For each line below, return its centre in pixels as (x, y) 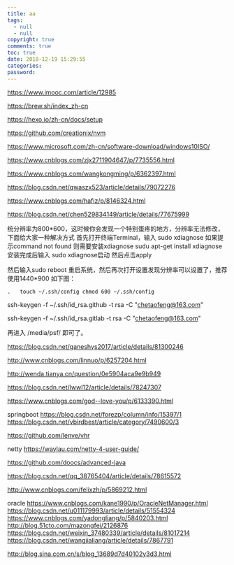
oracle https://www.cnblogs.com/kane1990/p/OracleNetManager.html (108, 503)
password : (22, 72)
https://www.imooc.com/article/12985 (62, 92)
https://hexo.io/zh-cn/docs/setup (55, 119)
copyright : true (31, 40)
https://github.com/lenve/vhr (49, 435)
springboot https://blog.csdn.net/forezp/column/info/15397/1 (95, 414)
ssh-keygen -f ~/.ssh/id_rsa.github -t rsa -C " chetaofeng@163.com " (105, 304)
